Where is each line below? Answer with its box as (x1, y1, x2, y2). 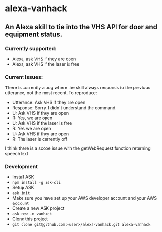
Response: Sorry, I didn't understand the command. (12, 105, 116, 111)
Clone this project (12, 216, 48, 222)
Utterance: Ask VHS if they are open (12, 99, 86, 106)
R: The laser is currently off (12, 136, 68, 142)
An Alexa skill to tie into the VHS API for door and (5, 23, 158, 31)
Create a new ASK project (12, 205, 65, 211)
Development (5, 163, 38, 170)
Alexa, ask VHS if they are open (12, 56, 76, 62)
